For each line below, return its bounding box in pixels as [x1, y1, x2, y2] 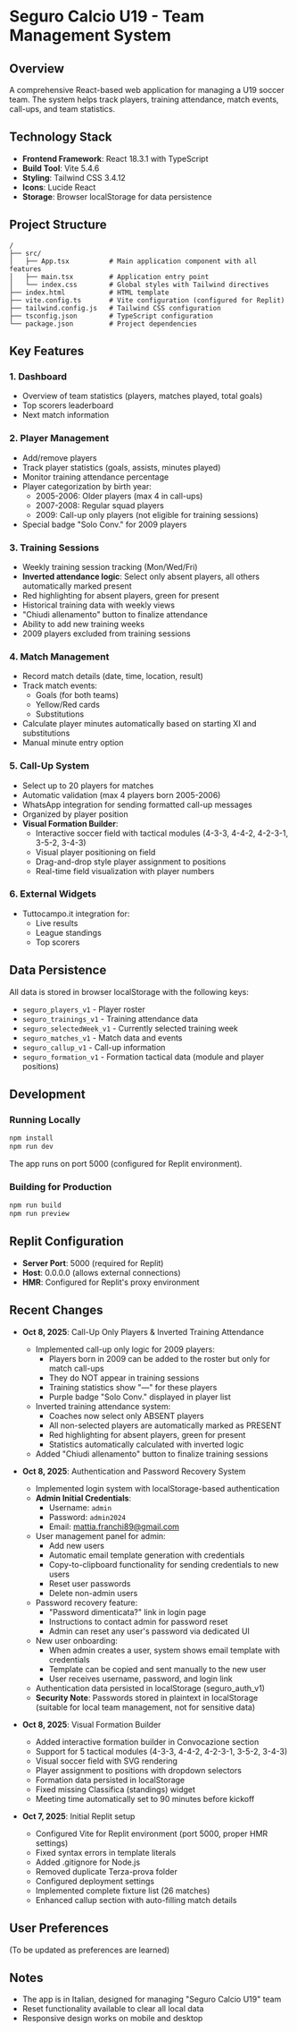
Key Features [9, 344, 85, 359]
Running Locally [9, 1113, 81, 1126]
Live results [35, 917, 78, 928]
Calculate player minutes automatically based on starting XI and [21, 718, 257, 729]
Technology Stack [9, 130, 112, 145]
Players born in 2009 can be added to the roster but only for [48, 1353, 270, 1364]
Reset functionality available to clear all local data [21, 2003, 204, 2014]
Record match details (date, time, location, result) [21, 671, 203, 682]
